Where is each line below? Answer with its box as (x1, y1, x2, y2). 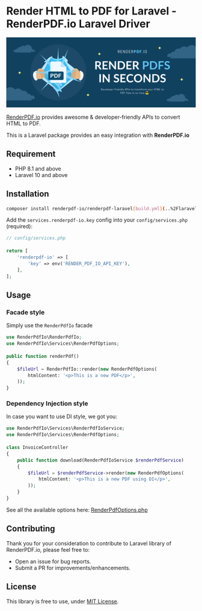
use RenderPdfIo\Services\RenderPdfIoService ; (6, 425, 125, 431)
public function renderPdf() (6, 353, 79, 359)
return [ (6, 248, 28, 254)
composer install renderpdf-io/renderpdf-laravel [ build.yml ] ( (6, 205, 165, 211)
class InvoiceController (6, 445, 69, 451)
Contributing (6, 524, 55, 534)
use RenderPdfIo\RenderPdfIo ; (6, 334, 82, 340)
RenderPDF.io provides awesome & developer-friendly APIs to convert (6, 113, 180, 121)
